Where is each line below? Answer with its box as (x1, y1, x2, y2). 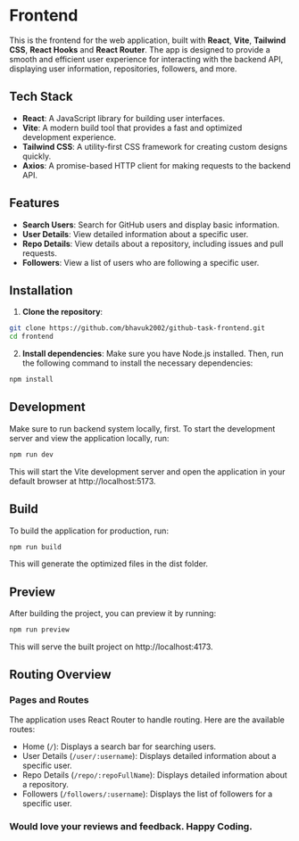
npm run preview (9, 625, 70, 634)
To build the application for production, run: (9, 525, 170, 536)
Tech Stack (9, 89, 73, 104)
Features (9, 195, 60, 210)
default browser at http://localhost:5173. (9, 475, 156, 486)
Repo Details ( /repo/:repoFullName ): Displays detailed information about (21, 769, 287, 780)
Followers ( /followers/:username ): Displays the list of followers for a (21, 788, 273, 799)
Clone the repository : (21, 307, 104, 317)
